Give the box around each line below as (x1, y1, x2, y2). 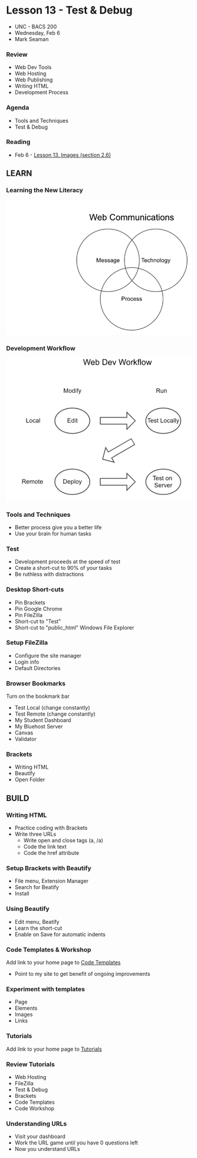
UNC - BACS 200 (14, 23, 57, 30)
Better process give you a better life (14, 523, 102, 531)
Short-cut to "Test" (14, 618, 61, 625)
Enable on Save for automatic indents (14, 930, 106, 938)
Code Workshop (14, 1104, 55, 1112)
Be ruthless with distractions (14, 570, 84, 578)
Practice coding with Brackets (14, 824, 88, 832)
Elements (14, 1005, 38, 1012)
